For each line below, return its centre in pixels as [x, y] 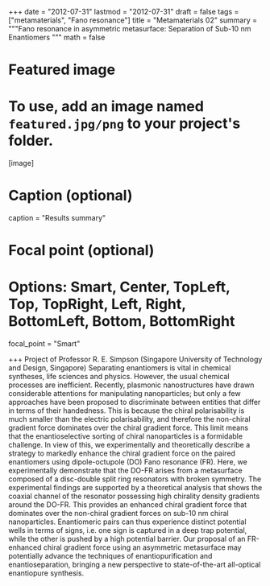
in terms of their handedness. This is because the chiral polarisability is [127, 411]
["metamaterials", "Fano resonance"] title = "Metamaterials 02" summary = [133, 20]
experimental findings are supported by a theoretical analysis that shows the [135, 488]
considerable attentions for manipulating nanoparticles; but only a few [125, 394]
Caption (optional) [71, 196]
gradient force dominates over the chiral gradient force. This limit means [128, 428]
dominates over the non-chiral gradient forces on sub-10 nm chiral [118, 514]
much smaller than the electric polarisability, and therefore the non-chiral [130, 419]
